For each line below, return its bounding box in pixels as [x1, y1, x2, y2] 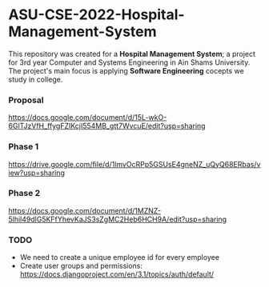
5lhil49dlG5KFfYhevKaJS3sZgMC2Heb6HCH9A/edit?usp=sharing [8, 214, 227, 224]
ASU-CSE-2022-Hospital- [8, 6, 186, 24]
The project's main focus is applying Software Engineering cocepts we [8, 66, 244, 75]
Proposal [8, 94, 44, 106]
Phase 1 [8, 142, 39, 153]
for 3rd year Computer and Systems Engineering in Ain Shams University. [8, 58, 251, 67]
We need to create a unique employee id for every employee [19, 253, 220, 262]
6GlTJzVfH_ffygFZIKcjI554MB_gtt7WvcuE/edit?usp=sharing [8, 122, 206, 131]
